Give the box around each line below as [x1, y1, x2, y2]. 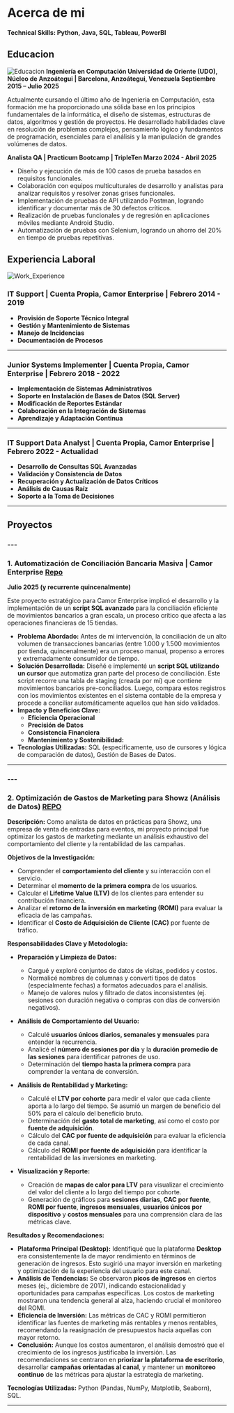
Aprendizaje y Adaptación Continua [17, 414, 123, 422]
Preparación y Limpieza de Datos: [17, 953, 117, 962]
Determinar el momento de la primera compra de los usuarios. [17, 882, 198, 890]
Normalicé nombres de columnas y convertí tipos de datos [27, 974, 196, 983]
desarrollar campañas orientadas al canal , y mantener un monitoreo [17, 1363, 216, 1371]
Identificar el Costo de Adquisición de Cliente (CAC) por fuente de [17, 919, 210, 927]
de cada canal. [27, 1139, 71, 1147]
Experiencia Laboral [7, 253, 96, 265]
